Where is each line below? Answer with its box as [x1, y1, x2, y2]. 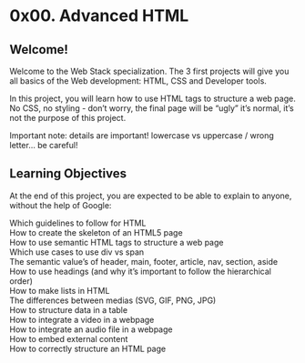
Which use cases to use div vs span [9, 247, 145, 257]
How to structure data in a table [9, 304, 128, 315]
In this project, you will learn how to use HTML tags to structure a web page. [9, 93, 296, 104]
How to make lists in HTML [9, 285, 110, 296]
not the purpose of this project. [9, 113, 127, 123]
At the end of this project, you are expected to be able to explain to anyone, [9, 190, 292, 201]
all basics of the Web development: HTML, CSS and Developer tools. [9, 76, 267, 86]
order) [9, 275, 34, 287]
